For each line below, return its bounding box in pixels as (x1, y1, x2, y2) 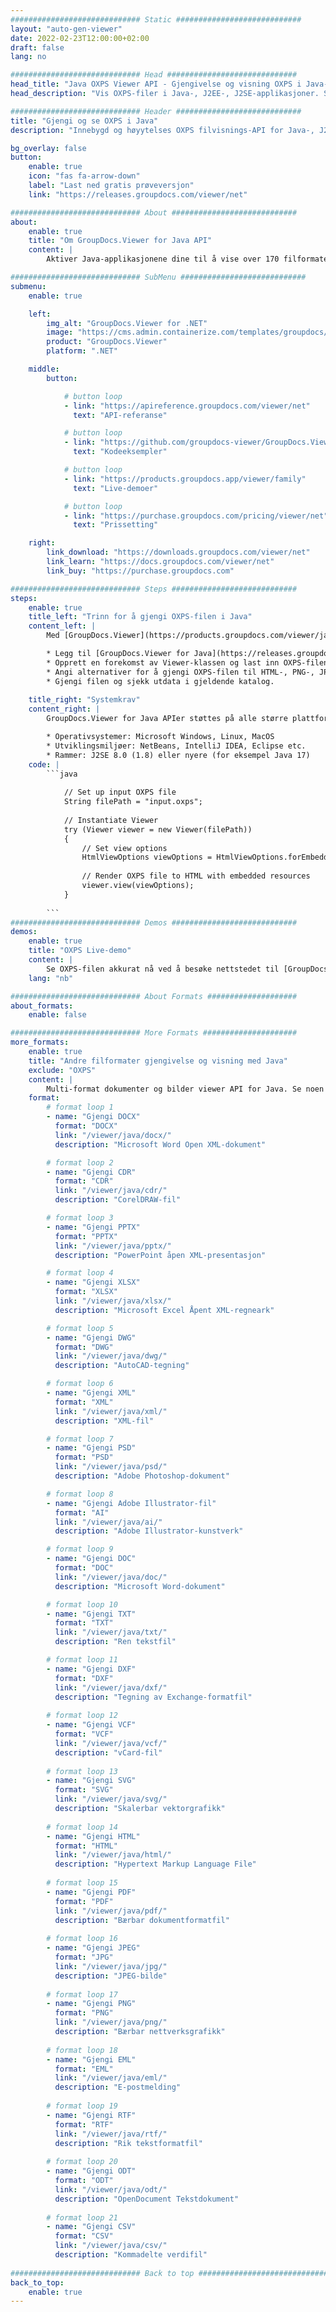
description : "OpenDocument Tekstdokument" (54, 2194, 240, 2204)
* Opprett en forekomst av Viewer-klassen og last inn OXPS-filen (46, 657, 329, 668)
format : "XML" (54, 1397, 114, 1407)
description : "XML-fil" (54, 1416, 155, 1426)
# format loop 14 (46, 1822, 118, 1832)
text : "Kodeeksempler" (73, 447, 168, 457)
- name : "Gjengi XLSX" (46, 1277, 141, 1288)
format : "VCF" (54, 1729, 114, 1739)
